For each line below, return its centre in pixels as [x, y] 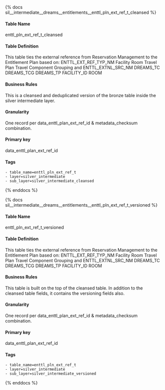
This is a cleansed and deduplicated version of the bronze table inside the [81, 95]
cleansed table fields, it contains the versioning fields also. [65, 293]
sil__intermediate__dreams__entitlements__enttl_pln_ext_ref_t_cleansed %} [81, 12]
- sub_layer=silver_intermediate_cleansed [50, 181]
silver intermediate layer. [30, 101]
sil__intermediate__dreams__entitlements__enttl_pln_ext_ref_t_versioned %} [81, 205]
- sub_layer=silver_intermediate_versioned [51, 374]
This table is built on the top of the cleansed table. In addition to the [74, 288]
